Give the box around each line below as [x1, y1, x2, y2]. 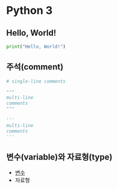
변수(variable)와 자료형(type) [6, 152, 113, 162]
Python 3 [6, 4, 53, 18]
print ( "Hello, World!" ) [6, 43, 66, 50]
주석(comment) [6, 62, 64, 72]
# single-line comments [6, 78, 66, 85]
